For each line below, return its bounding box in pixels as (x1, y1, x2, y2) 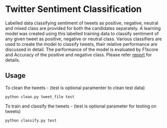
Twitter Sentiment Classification (5, 3, 142, 15)
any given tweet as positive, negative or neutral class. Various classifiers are (5, 36, 162, 42)
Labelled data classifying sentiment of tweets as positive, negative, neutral (5, 20, 159, 26)
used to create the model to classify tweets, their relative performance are (5, 41, 158, 47)
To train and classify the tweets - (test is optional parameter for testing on (5, 103, 157, 109)
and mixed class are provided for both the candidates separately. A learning (5, 25, 161, 31)
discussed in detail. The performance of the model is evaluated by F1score (5, 46, 159, 52)
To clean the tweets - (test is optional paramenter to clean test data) (5, 85, 145, 91)
